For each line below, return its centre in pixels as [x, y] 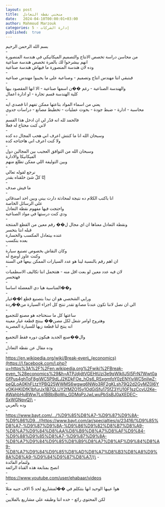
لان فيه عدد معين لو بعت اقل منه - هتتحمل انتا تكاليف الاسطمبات [64, 272]
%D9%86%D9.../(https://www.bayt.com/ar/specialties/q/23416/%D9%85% [82, 420]
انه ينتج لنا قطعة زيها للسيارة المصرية [39, 326]
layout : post [19, 10]
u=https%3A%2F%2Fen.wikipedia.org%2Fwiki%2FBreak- [64, 368]
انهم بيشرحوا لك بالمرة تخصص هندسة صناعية [47, 62]
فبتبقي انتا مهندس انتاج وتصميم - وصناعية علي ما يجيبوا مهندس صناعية [69, 77]
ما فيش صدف [18, 188]
